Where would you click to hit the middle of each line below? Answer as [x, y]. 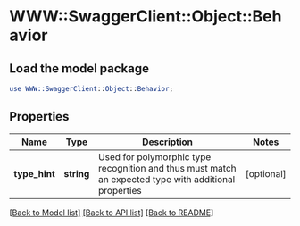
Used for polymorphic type [154, 156]
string [77, 173]
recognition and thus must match [167, 168]
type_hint [34, 173]
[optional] [266, 173]
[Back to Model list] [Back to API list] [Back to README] [112, 213]
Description [168, 142]
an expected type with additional [167, 179]
